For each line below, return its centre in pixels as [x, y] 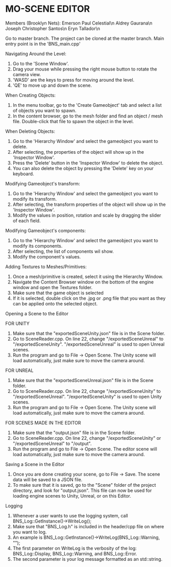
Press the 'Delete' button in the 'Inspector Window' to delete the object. [88, 163]
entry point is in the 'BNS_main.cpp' [43, 43]
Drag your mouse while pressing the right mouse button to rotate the [85, 69]
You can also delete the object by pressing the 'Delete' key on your [83, 168]
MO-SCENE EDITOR [48, 9]
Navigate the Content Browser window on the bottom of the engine [83, 282]
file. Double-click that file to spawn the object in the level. [73, 121]
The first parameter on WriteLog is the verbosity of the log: [75, 548]
